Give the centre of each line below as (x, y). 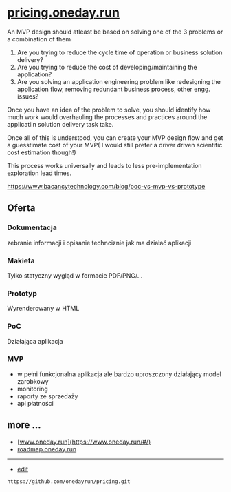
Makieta (21, 260)
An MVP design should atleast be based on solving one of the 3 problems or (115, 32)
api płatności (35, 403)
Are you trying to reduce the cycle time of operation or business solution (120, 52)
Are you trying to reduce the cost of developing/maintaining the (107, 67)
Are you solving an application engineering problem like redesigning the (119, 81)
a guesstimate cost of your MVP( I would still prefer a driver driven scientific (115, 145)
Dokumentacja (32, 227)
